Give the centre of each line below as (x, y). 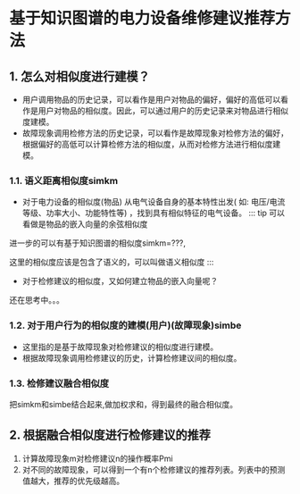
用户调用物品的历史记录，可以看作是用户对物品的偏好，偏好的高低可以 (151, 100)
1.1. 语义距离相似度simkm (64, 180)
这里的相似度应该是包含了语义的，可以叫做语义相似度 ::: (112, 262)
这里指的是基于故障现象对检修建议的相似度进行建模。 (120, 347)
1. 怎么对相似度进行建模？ (79, 76)
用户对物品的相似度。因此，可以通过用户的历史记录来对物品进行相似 (163, 111)
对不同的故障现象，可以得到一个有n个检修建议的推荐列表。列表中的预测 (154, 469)
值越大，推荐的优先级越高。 (73, 481)
